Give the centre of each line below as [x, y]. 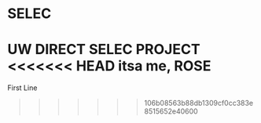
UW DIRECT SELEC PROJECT [104, 50]
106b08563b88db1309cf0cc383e [199, 103]
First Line [22, 88]
